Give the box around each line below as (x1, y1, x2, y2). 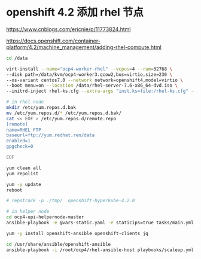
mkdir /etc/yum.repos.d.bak (6, 105, 77, 111)
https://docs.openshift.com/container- (6, 37, 100, 44)
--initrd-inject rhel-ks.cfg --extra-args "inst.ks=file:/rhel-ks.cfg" (6, 88, 188, 95)
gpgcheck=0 (6, 144, 33, 150)
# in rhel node (6, 99, 44, 105)
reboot (6, 187, 23, 193)
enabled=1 (6, 138, 31, 144)
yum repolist (6, 170, 39, 176)
